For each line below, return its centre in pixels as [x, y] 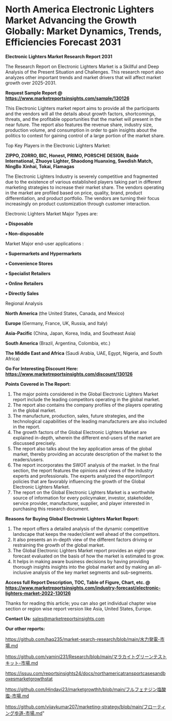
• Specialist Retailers [28, 273]
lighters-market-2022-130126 [38, 593]
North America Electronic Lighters [80, 10]
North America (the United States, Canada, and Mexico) [65, 313]
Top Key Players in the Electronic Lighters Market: [58, 146]
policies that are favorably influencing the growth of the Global [79, 481]
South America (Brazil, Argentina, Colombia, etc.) [58, 343]
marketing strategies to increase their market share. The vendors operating [85, 187]
